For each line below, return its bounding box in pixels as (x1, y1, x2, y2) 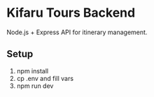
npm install (16, 66, 49, 75)
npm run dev (16, 82, 54, 90)
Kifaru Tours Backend (6, 5, 136, 21)
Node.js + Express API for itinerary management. (6, 28, 148, 36)
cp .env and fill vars (16, 74, 74, 82)
